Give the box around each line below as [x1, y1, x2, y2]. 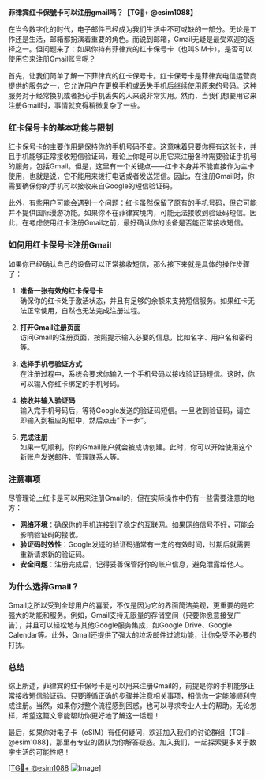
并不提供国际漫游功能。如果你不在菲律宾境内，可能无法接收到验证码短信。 [8, 208, 250, 218]
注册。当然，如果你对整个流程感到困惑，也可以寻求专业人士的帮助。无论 [14, 701, 250, 710]
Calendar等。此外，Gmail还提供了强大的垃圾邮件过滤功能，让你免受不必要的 [8, 630, 256, 640]
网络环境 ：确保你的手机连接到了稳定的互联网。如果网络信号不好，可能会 [19, 520, 255, 529]
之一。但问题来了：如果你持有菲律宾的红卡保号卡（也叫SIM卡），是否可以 [14, 44, 252, 54]
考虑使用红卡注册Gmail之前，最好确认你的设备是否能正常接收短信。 [28, 218, 248, 228]
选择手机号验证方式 [19, 359, 83, 369]
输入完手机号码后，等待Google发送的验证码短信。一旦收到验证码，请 [19, 405, 244, 415]
